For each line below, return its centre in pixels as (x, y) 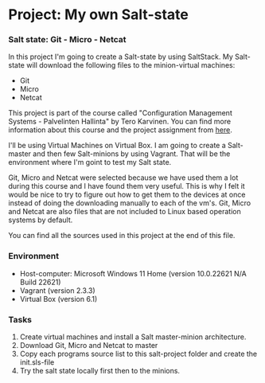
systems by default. (41, 220)
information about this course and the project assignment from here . (120, 130)
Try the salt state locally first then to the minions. (100, 371)
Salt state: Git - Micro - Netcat (67, 40)
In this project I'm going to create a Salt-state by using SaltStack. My (121, 57)
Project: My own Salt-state (98, 15)
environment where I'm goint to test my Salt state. (90, 162)
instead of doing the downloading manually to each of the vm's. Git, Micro (130, 203)
